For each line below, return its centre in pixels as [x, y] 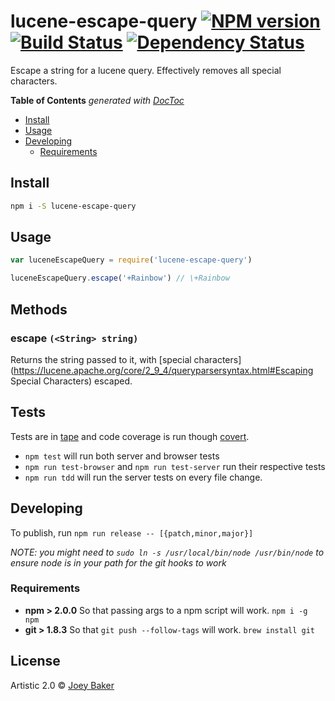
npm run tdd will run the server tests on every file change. [143, 477]
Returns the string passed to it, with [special [101, 359]
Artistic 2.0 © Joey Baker [62, 685]
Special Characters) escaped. [71, 381]
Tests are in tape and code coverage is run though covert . [130, 436]
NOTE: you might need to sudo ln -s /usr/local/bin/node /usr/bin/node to [167, 552]
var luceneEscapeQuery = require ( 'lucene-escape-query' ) [131, 260]
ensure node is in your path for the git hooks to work [118, 562]
